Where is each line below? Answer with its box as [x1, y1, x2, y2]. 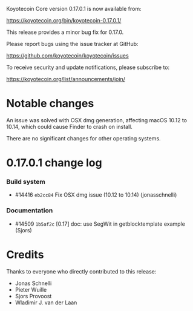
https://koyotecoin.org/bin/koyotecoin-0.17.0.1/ [6, 17, 122, 24]
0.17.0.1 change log [6, 156, 102, 170]
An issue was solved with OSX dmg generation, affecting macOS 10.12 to [6, 116, 188, 123]
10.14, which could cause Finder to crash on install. [6, 123, 133, 130]
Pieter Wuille [15, 286, 47, 293]
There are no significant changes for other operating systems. [6, 134, 162, 142]
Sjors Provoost [15, 292, 52, 300]
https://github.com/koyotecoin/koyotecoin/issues [6, 52, 129, 59]
